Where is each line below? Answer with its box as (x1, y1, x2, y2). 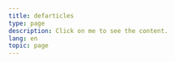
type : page (8, 19, 45, 27)
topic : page (8, 42, 49, 50)
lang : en (8, 34, 38, 43)
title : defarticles (8, 11, 75, 20)
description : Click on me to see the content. (8, 27, 169, 35)
